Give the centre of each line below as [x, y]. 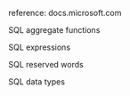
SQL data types [37, 82]
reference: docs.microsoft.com [65, 13]
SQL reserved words [46, 64]
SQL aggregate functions [54, 30]
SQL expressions [40, 47]
